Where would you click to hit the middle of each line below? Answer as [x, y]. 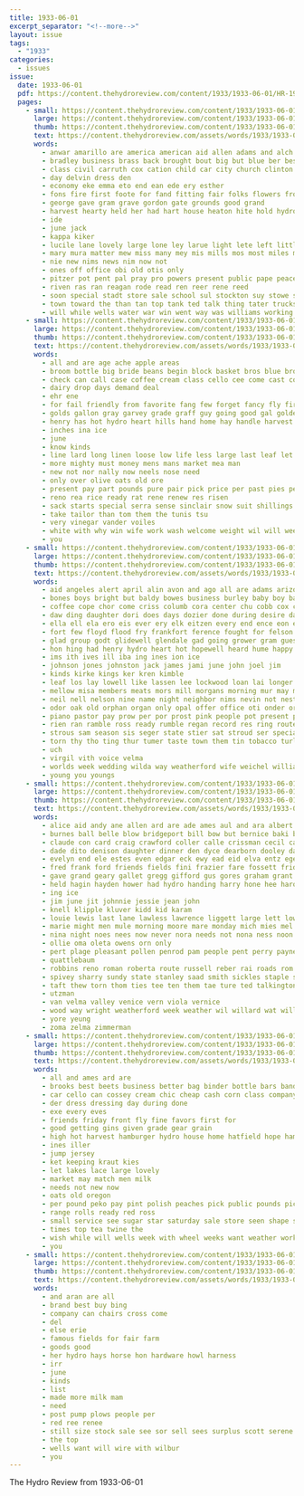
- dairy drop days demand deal [101, 388]
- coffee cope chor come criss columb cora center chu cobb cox [166, 607]
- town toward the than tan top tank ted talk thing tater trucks [170, 304]
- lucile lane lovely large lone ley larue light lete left [157, 245]
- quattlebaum [68, 960]
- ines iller [66, 1146]
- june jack [65, 228]
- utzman [58, 994]
